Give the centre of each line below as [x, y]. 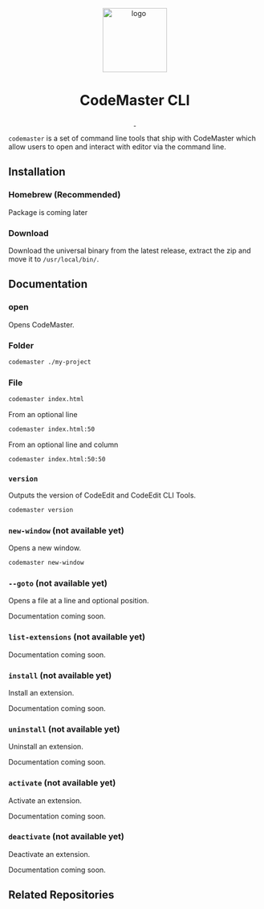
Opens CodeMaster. [41, 324]
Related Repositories [61, 895]
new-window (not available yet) [66, 530]
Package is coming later [48, 212]
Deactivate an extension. [49, 854]
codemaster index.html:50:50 [57, 459]
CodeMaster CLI [135, 101]
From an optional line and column [63, 444]
